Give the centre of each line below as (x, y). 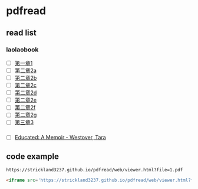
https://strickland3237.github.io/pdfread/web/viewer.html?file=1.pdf (95, 170)
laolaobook (22, 50)
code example (32, 156)
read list (21, 33)
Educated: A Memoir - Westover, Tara (60, 138)
